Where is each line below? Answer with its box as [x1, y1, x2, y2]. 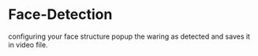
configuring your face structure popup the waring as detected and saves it [8, 32, 251, 41]
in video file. [8, 39, 49, 49]
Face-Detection [8, 6, 113, 24]
